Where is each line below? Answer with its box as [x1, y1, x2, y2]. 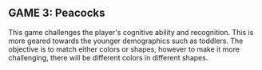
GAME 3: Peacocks [8, 6, 105, 20]
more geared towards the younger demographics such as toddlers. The [8, 36, 244, 45]
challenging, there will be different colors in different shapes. [8, 52, 208, 62]
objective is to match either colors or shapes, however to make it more [8, 44, 240, 54]
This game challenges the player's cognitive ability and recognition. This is [8, 27, 254, 37]
